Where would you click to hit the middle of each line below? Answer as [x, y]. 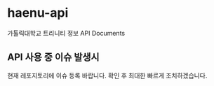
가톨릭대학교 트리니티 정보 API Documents [66, 33]
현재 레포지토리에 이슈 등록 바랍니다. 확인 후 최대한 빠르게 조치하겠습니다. [107, 76]
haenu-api [38, 13]
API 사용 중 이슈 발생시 [53, 57]
